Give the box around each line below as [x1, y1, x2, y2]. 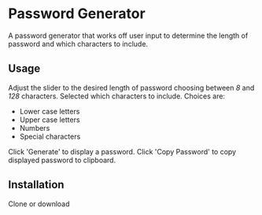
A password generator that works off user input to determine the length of [8, 31, 249, 40]
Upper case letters [19, 115, 80, 124]
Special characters [19, 132, 81, 141]
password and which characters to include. [8, 39, 148, 48]
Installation [8, 178, 65, 191]
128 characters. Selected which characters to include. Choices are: [8, 91, 226, 101]
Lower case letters [19, 106, 80, 116]
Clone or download [8, 198, 70, 209]
